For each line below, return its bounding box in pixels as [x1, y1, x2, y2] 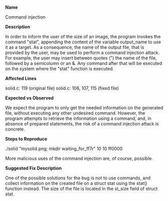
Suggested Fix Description [5, 165, 62, 171]
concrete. [5, 126, 25, 132]
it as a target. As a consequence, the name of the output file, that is [5, 44, 144, 50]
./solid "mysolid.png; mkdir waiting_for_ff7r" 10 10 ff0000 [5, 146, 123, 152]
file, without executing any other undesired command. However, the [5, 110, 145, 116]
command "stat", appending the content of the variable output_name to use [5, 39, 161, 45]
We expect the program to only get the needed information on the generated [5, 105, 163, 110]
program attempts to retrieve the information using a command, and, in [5, 115, 152, 121]
